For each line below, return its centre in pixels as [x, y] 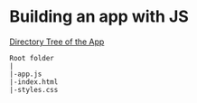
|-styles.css [34, 89]
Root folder [32, 58]
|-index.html [34, 82]
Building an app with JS [99, 17]
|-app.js [26, 74]
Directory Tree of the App [57, 42]
